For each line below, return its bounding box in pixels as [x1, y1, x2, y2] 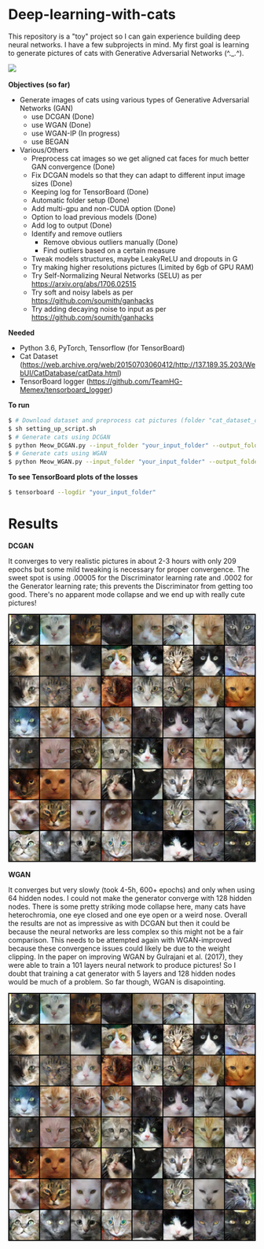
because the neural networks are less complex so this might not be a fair [8, 927, 244, 936]
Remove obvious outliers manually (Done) [42, 237, 178, 246]
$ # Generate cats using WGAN [8, 450, 108, 458]
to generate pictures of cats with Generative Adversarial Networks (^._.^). [8, 48, 244, 57]
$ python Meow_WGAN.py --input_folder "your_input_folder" [8, 458, 206, 466]
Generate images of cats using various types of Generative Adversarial [19, 95, 250, 104]
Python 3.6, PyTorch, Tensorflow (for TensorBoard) [19, 343, 185, 352]
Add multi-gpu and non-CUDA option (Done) [31, 203, 176, 213]
